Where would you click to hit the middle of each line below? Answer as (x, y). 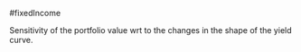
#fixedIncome (35, 13)
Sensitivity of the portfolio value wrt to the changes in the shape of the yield (150, 30)
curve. (21, 40)
